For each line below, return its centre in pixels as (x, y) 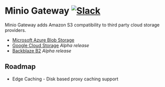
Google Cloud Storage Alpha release (51, 45)
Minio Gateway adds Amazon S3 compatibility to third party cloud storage (82, 25)
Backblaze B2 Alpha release (42, 51)
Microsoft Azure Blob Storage (43, 40)
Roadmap (20, 67)
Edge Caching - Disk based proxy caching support (65, 79)
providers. (16, 30)
